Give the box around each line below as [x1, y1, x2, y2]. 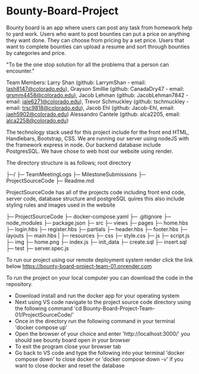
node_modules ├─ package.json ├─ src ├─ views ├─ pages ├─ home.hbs [6, 219, 189, 226]
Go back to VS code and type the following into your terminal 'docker [14, 349, 185, 356]
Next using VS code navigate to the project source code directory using [14, 298, 191, 305]
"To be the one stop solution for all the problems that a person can [6, 61, 169, 68]
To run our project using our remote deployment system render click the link [6, 256, 193, 263]
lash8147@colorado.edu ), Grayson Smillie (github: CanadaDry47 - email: [6, 85, 185, 92]
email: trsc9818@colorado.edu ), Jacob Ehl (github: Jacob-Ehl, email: [6, 104, 175, 111]
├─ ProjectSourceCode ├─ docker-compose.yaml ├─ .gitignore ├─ [6, 213, 172, 220]
